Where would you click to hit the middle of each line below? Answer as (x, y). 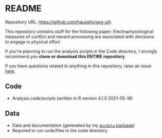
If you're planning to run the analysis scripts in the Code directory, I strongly (81, 51)
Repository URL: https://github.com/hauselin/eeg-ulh (58, 22)
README (23, 9)
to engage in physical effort (33, 41)
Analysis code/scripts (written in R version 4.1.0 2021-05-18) (72, 98)
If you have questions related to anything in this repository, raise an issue (78, 66)
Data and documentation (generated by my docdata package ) (73, 125)
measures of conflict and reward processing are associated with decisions (80, 37)
